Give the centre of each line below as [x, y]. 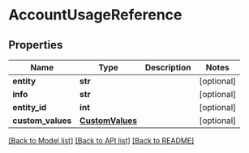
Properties [36, 45]
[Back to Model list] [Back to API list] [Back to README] [101, 140]
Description [168, 68]
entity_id [30, 107]
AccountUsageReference [95, 15]
